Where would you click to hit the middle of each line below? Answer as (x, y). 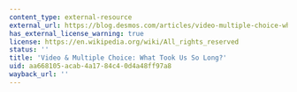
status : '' (29, 50)
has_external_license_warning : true (76, 33)
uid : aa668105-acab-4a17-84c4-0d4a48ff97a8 (91, 67)
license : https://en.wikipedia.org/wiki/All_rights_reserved (124, 42)
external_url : (35, 25)
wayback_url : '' (39, 74)
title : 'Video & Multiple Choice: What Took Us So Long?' (118, 58)
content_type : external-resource (71, 17)
